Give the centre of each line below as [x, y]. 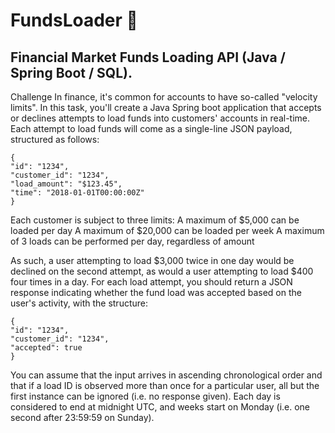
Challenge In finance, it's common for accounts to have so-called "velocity [164, 97]
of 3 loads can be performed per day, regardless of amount [132, 241]
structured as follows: [55, 139]
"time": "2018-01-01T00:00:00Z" [77, 193]
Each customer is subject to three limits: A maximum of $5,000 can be [155, 220]
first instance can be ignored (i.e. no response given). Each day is [145, 396]
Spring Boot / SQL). [71, 72]
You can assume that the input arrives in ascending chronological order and [166, 375]
